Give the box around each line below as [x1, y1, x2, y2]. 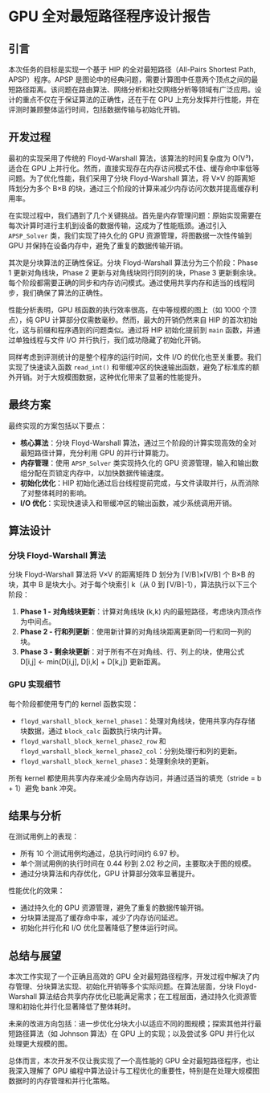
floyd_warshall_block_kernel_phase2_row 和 [19, 736, 166, 745]
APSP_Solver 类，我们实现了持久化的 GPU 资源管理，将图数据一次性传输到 [8, 230, 252, 240]
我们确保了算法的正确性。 [22, 288, 107, 297]
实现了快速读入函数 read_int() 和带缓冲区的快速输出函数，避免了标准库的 [8, 362, 253, 372]
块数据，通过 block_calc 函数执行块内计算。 [19, 726, 166, 736]
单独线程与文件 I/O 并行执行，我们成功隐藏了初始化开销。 [14, 335, 206, 345]
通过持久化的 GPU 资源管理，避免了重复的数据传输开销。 [19, 903, 209, 912]
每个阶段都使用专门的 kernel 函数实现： [8, 699, 139, 708]
